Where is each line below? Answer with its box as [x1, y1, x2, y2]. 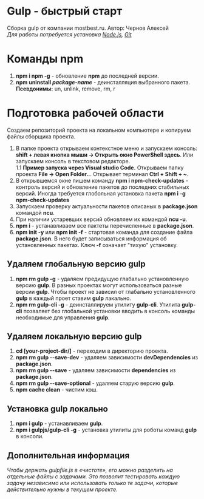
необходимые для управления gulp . [15, 314, 110, 321]
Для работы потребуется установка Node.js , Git [7, 30, 132, 38]
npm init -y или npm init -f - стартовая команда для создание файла [15, 228, 193, 236]
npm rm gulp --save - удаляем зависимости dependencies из [15, 367, 176, 374]
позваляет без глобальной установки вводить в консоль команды [23, 307, 195, 314]
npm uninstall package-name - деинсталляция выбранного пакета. [15, 78, 191, 86]
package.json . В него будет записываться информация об [15, 235, 167, 242]
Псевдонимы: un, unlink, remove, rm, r [15, 85, 116, 92]
